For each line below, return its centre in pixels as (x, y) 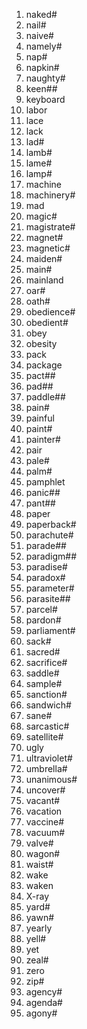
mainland (44, 280)
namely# (44, 46)
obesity (41, 343)
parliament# (50, 630)
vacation (44, 811)
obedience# (50, 312)
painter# (43, 439)
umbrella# (46, 768)
